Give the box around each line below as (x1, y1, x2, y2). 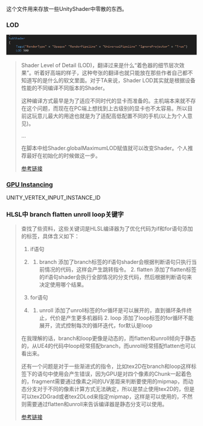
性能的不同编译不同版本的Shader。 (21, 84, 108, 91)
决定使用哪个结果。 (39, 281, 88, 289)
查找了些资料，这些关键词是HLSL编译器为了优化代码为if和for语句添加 (21, 225, 193, 232)
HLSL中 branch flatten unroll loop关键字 (6, 211, 124, 219)
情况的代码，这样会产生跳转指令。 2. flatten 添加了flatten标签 (44, 266, 197, 274)
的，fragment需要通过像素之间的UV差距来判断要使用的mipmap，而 (21, 378, 188, 385)
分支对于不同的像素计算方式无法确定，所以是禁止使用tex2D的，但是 (26, 385, 195, 393)
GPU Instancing (6, 180, 53, 189)
